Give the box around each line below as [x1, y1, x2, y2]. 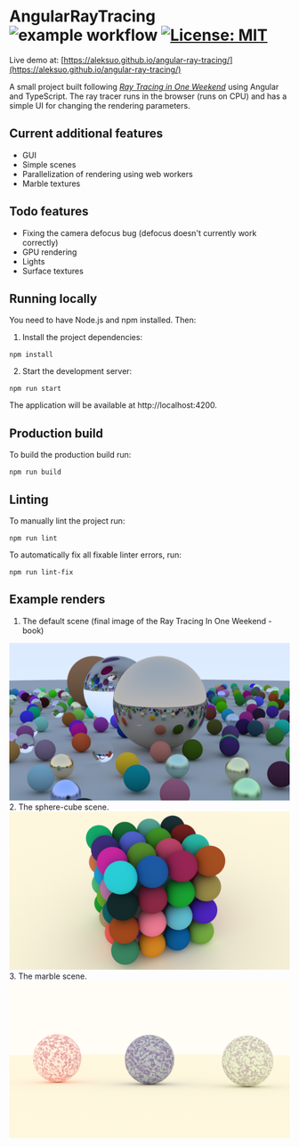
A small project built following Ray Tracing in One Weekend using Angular [9, 81, 279, 92]
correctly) [21, 237, 59, 248]
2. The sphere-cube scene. [9, 801, 109, 812]
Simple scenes [21, 159, 77, 170]
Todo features [9, 204, 89, 219]
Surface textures [21, 265, 85, 276]
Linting [9, 492, 49, 507]
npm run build [9, 468, 62, 477]
